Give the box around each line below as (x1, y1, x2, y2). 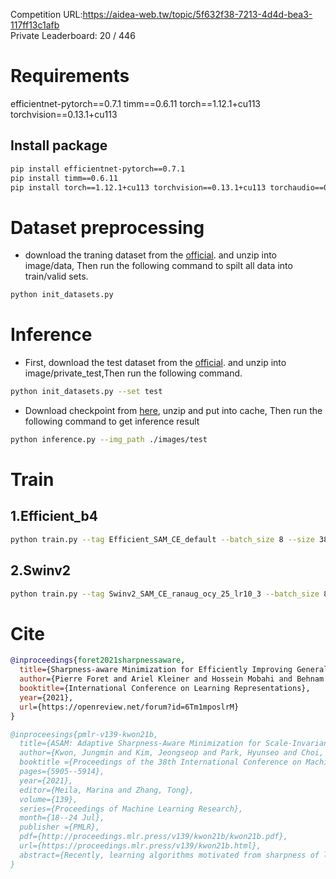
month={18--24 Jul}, (19, 813, 105, 823)
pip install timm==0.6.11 (10, 173, 118, 183)
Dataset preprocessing (10, 216, 205, 239)
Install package (10, 137, 108, 154)
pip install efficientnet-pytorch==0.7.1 (10, 164, 186, 174)
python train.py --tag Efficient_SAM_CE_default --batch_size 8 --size (10, 534, 315, 544)
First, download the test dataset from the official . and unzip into (24, 357, 287, 369)
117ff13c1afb (10, 19, 60, 31)
